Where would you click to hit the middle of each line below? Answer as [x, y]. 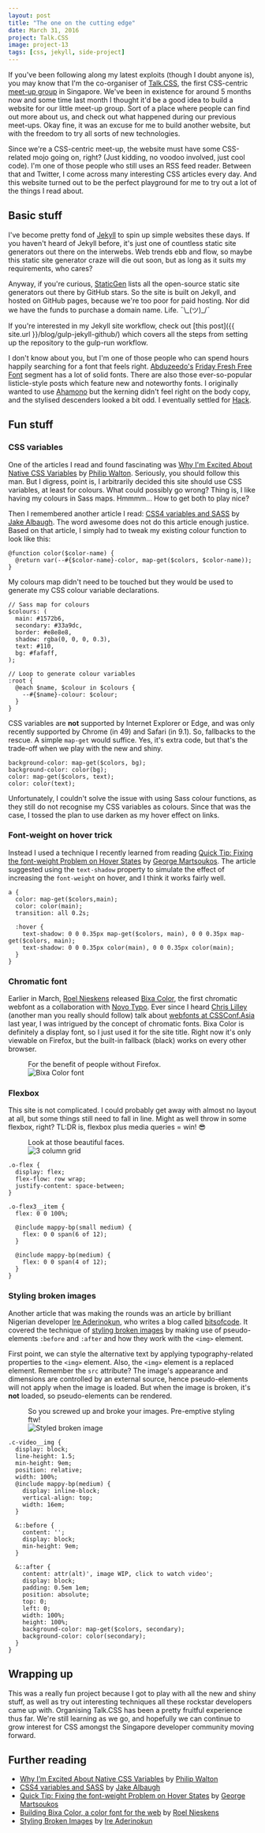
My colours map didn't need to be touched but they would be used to [121, 581]
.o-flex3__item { [37, 1207]
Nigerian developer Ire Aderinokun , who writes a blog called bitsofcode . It [128, 1321]
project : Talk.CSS [38, 38]
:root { [21, 681]
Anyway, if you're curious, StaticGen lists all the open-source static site [124, 283]
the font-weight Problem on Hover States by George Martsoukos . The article [132, 861]
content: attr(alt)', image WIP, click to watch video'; [118, 1574]
